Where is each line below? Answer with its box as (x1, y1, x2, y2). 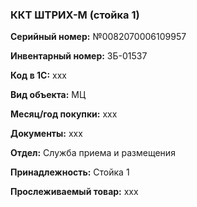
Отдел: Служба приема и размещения (10, 147, 176, 159)
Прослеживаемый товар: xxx (10, 186, 139, 198)
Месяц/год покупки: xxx (10, 108, 118, 120)
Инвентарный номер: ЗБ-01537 (10, 50, 148, 62)
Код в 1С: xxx (10, 69, 67, 82)
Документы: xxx (10, 128, 83, 140)
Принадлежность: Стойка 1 (10, 166, 130, 178)
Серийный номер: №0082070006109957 (10, 31, 187, 43)
